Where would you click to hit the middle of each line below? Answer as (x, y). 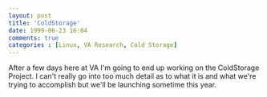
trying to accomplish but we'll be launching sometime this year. (113, 85)
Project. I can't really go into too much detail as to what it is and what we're (132, 76)
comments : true (34, 38)
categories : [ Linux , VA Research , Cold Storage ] (93, 45)
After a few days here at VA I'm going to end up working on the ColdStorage (134, 68)
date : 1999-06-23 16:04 (48, 30)
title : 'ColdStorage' (44, 23)
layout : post (30, 16)
